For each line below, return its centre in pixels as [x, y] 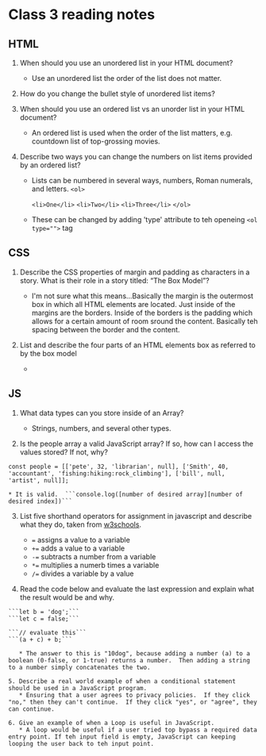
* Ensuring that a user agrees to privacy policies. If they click [134, 695]
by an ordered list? [50, 165]
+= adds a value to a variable [78, 548]
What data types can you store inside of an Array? [102, 413]
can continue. [32, 709]
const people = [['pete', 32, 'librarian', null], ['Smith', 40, [118, 466]
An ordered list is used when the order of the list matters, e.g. [132, 133]
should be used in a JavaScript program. [78, 688]
